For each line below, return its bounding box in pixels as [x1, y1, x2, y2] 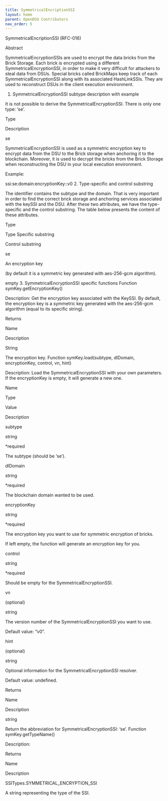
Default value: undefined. [5, 677, 58, 683]
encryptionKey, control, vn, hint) [5, 360, 72, 366]
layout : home [5, 12, 33, 17]
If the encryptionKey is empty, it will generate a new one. [5, 375, 123, 381]
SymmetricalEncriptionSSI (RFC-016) [5, 35, 82, 41]
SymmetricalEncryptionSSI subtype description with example [12, 91, 139, 97]
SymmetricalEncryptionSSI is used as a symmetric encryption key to [5, 145, 146, 151]
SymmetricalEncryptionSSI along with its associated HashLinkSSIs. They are [5, 76, 163, 82]
